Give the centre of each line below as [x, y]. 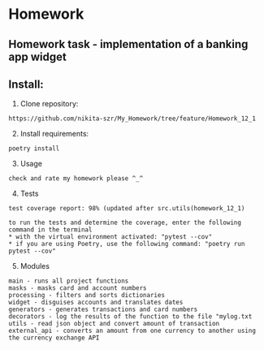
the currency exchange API [54, 338]
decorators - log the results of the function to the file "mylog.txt [130, 317]
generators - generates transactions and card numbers [103, 309]
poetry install [34, 149]
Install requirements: [54, 134]
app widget [37, 56]
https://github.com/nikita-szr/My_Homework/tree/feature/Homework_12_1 [132, 119]
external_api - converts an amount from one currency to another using [132, 331]
